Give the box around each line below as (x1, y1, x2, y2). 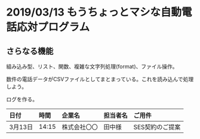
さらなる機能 (6, 46, 54, 56)
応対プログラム (17, 20, 90, 34)
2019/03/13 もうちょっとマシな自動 (6, 5, 182, 19)
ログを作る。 (6, 96, 38, 103)
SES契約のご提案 (133, 123, 181, 131)
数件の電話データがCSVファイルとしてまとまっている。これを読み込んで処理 (6, 76, 194, 82)
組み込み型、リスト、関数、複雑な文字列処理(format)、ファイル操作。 (6, 63, 178, 70)
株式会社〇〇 (61, 123, 98, 131)
